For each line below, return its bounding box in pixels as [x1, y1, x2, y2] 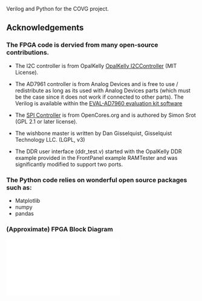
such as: [6, 183, 32, 191]
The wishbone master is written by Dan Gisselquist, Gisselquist [15, 130, 172, 137]
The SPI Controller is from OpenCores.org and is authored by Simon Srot [15, 111, 197, 119]
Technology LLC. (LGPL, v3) [15, 136, 86, 143]
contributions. [6, 48, 50, 57]
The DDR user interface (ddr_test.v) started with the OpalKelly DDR [15, 148, 183, 155]
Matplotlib [15, 197, 41, 204]
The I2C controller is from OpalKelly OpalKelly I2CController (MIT [15, 62, 177, 69]
